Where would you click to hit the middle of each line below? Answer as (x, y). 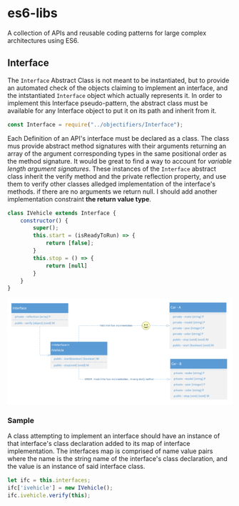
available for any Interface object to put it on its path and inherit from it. (112, 110)
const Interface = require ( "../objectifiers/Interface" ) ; (95, 124)
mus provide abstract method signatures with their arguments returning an (117, 146)
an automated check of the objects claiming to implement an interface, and (118, 88)
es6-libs (33, 13)
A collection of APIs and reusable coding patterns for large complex (107, 33)
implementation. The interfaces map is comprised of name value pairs (110, 451)
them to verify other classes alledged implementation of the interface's (112, 184)
